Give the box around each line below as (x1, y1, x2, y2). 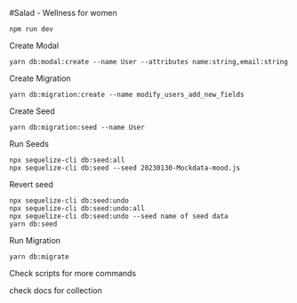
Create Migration (9, 73, 71, 84)
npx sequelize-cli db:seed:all (9, 155, 125, 164)
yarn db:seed (9, 219, 58, 228)
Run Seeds (9, 139, 49, 149)
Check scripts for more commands (9, 268, 136, 278)
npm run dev (9, 25, 53, 34)
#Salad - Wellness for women (9, 8, 117, 18)
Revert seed (9, 179, 53, 189)
